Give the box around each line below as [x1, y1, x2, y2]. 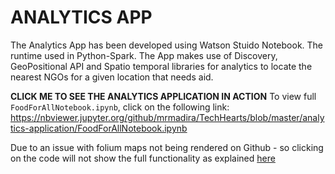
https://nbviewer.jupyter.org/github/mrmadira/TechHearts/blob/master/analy [10, 111, 325, 123]
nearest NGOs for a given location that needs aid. [10, 71, 214, 83]
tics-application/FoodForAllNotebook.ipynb [10, 122, 188, 134]
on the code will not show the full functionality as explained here [10, 152, 276, 164]
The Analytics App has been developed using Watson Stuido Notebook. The [10, 39, 324, 51]
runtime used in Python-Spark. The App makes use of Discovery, [10, 49, 278, 61]
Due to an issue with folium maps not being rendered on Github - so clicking [10, 141, 324, 153]
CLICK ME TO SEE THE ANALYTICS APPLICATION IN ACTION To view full [10, 90, 317, 102]
